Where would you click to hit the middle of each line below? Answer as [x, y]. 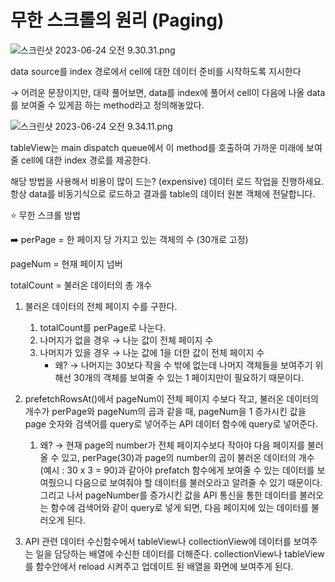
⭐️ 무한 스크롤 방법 [45, 215]
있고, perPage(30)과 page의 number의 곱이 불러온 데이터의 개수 [188, 457]
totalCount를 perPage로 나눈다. [103, 327]
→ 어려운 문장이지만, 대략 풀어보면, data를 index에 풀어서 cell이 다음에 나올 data [168, 92]
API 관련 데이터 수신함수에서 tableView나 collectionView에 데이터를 [158, 541]
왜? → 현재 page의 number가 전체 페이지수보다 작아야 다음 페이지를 [172, 445]
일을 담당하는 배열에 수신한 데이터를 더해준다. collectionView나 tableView [180, 553]
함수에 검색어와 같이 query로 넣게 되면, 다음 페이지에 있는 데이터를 [180, 507]
